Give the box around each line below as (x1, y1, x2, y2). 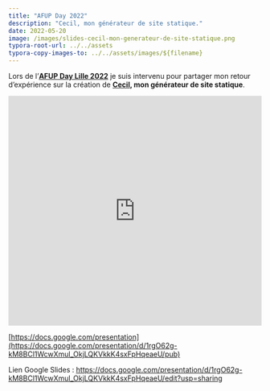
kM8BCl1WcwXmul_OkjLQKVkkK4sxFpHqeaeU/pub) (8, 349, 181, 359)
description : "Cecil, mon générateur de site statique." (8, 19, 203, 27)
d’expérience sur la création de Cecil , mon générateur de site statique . (8, 80, 245, 89)
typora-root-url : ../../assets (8, 42, 113, 50)
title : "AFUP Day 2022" (8, 11, 88, 20)
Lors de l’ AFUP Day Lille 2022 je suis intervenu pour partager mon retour (8, 72, 251, 80)
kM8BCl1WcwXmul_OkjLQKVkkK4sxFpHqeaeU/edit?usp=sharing (8, 373, 223, 383)
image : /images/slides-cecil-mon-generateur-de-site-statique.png (8, 34, 235, 43)
